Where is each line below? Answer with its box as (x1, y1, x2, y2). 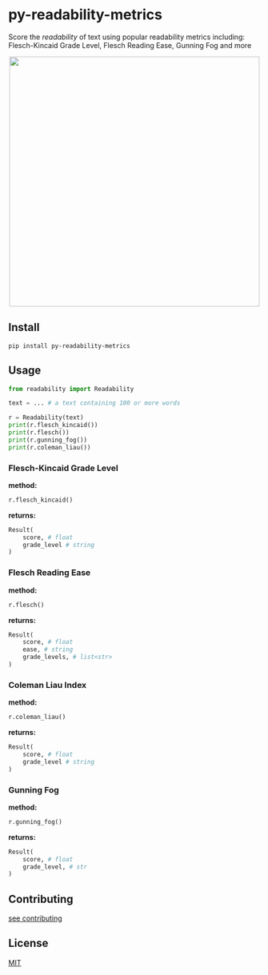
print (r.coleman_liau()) (8, 443, 91, 451)
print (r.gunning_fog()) (8, 436, 88, 444)
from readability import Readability (8, 385, 134, 393)
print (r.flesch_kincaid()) (8, 422, 98, 430)
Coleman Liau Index (8, 679, 87, 690)
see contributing (8, 913, 62, 923)
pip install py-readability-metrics (8, 342, 130, 350)
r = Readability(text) (8, 414, 84, 422)
